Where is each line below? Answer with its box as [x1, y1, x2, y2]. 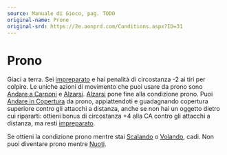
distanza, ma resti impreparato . [7, 119, 96, 127]
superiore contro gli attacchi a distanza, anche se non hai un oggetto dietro [7, 105, 220, 113]
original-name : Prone [7, 17, 69, 23]
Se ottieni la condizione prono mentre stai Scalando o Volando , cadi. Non [7, 132, 215, 141]
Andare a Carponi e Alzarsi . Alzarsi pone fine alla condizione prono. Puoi [7, 90, 213, 99]
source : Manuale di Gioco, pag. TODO [7, 10, 116, 17]
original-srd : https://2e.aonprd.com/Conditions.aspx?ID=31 [7, 23, 184, 30]
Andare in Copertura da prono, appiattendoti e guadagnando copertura [7, 97, 208, 105]
